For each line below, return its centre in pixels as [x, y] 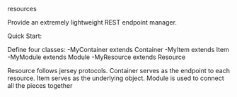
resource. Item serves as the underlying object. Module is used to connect [116, 78]
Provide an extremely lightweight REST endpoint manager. [92, 22]
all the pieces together [40, 85]
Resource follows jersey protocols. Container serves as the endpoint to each [119, 71]
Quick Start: [25, 36]
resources [22, 9]
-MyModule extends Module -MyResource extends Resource [97, 57]
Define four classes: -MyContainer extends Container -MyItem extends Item [118, 50]
